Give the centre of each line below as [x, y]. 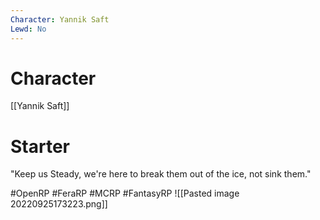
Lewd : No [28, 29]
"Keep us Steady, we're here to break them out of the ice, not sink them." [161, 174]
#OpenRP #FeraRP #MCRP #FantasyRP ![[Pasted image [125, 193]
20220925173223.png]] [59, 204]
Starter [40, 146]
